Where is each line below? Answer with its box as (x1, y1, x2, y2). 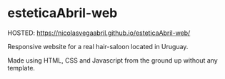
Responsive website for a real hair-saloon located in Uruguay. (7, 42, 189, 51)
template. (7, 63, 36, 72)
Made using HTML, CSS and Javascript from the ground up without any (7, 56, 218, 65)
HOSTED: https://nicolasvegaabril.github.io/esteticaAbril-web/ (7, 28, 191, 37)
